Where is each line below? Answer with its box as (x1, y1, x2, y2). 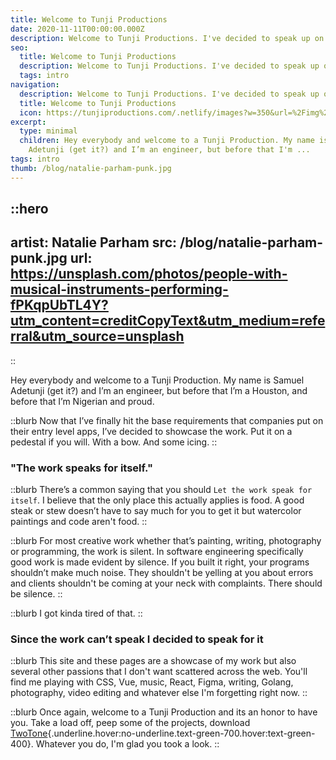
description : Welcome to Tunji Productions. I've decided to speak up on (10, 33, 325, 43)
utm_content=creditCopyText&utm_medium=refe (10, 312, 326, 330)
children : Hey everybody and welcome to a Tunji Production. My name (19, 136, 315, 146)
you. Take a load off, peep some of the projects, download (10, 717, 251, 729)
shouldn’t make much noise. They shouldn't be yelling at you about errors (10, 567, 314, 579)
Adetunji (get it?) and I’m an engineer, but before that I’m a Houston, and (10, 384, 308, 396)
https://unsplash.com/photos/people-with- (10, 266, 288, 283)
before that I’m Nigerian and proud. (10, 395, 155, 407)
